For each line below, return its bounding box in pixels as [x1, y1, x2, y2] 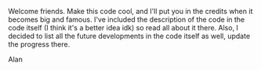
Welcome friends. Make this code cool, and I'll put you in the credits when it [8, 7, 253, 16]
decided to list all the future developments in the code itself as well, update [8, 31, 251, 40]
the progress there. [8, 40, 71, 49]
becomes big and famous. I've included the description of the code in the [8, 15, 245, 24]
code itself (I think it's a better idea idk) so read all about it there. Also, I [8, 23, 239, 32]
